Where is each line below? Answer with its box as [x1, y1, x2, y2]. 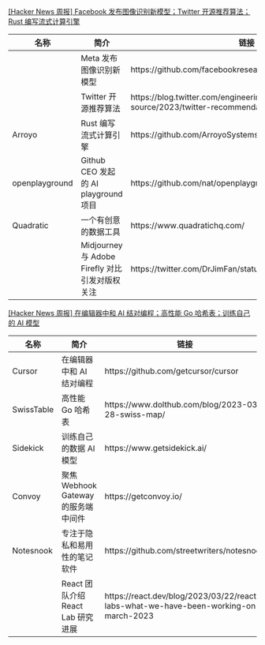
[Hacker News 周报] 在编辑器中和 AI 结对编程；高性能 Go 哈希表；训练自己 [8, 309, 251, 317]
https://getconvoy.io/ [104, 491, 183, 501]
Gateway [62, 490, 95, 501]
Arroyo [12, 129, 38, 140]
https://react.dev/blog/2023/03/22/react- [104, 591, 262, 602]
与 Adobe [80, 251, 116, 262]
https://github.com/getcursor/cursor [104, 366, 239, 377]
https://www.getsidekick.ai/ [104, 443, 207, 453]
